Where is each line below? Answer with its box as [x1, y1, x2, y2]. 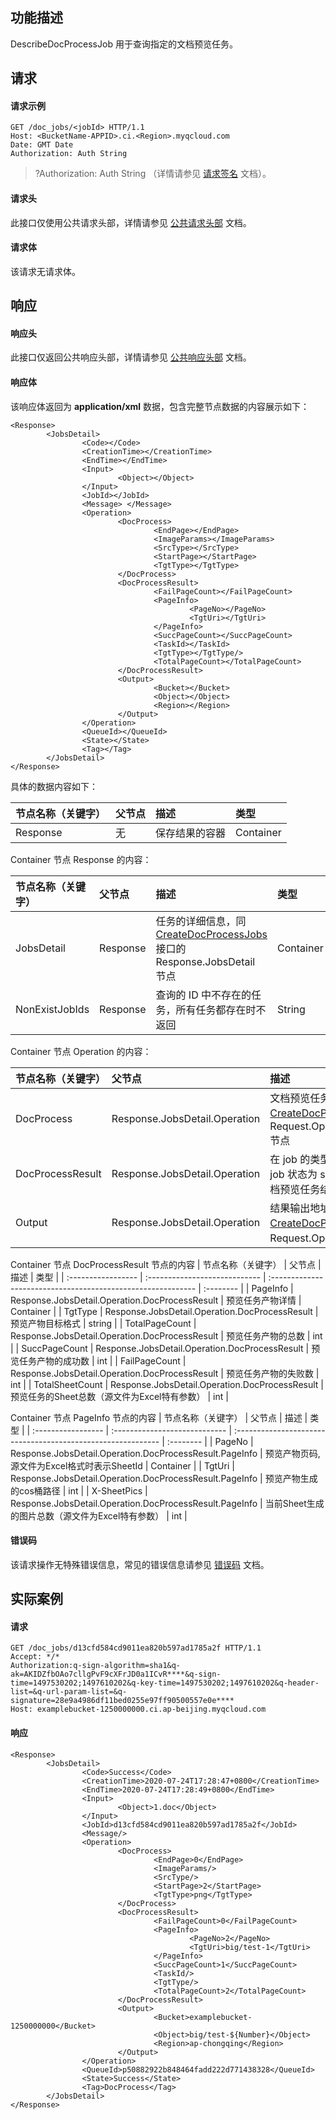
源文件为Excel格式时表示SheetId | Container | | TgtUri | [10, 1459, 235, 1472]
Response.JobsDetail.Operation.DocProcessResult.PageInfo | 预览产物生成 [10, 1472, 318, 1484]
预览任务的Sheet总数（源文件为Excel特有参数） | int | [10, 1390, 229, 1402]
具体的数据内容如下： [10, 780, 98, 792]
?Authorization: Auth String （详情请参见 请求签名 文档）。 [34, 168, 272, 180]
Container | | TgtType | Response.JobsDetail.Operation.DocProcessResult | [10, 1305, 319, 1317]
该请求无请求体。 [10, 265, 81, 277]
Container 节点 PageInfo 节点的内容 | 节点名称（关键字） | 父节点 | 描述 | [10, 1411, 308, 1423]
